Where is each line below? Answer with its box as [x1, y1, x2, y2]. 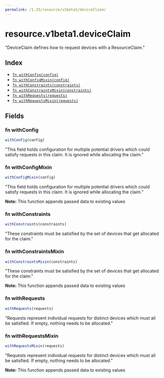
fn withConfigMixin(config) [12, 78, 70, 83]
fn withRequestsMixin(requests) [12, 98, 78, 103]
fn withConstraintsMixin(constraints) [12, 88, 92, 93]
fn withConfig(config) [12, 72, 59, 77]
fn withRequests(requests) [12, 94, 68, 98]
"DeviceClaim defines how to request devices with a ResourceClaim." [5, 45, 145, 50]
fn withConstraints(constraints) [12, 83, 81, 88]
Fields [5, 112, 24, 120]
